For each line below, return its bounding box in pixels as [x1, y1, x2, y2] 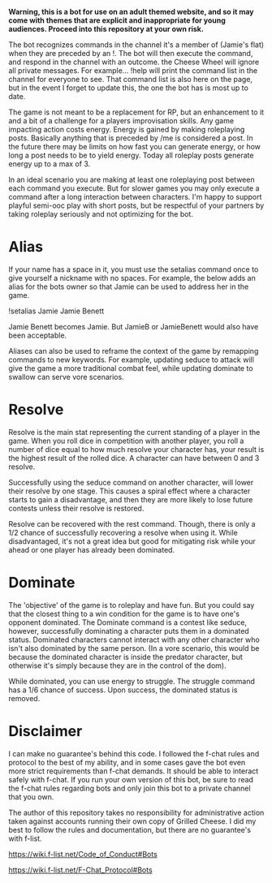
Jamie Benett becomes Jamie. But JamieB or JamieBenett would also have [8, 321, 259, 331]
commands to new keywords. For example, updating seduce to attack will [8, 355, 254, 364]
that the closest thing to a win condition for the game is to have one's [8, 609, 240, 618]
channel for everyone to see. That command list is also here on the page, [8, 75, 253, 84]
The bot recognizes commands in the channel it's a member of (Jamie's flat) [8, 40, 265, 50]
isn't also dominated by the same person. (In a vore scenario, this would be [8, 643, 260, 653]
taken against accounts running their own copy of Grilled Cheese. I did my [8, 816, 257, 826]
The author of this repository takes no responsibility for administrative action [8, 808, 265, 817]
